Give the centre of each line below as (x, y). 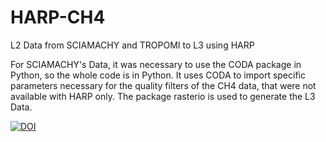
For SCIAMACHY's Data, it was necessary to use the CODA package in (156, 64)
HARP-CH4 (58, 17)
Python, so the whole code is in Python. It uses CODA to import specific (158, 75)
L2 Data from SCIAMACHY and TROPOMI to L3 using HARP (132, 45)
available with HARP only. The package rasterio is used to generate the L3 (163, 96)
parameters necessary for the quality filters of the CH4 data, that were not (163, 85)
